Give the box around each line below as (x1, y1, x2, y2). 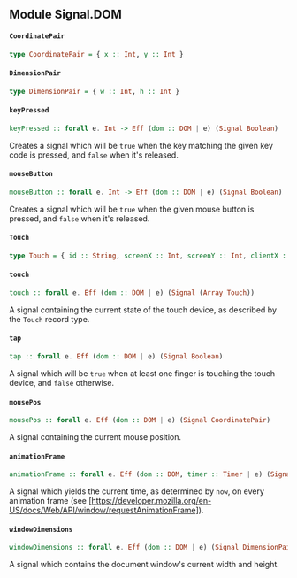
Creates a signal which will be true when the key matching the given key (9, 140, 274, 150)
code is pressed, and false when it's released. (9, 150, 179, 160)
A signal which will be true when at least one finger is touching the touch (9, 367, 276, 379)
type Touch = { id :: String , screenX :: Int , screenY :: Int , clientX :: (9, 251, 291, 260)
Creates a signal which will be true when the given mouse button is (9, 204, 255, 214)
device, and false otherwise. (9, 377, 115, 388)
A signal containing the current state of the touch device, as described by (9, 304, 277, 315)
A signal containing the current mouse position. (9, 432, 182, 443)
